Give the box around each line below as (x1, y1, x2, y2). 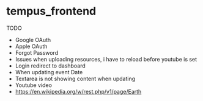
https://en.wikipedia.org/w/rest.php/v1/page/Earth (15, 88, 142, 95)
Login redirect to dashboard (15, 62, 86, 69)
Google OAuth (15, 36, 51, 43)
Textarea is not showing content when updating (15, 75, 136, 82)
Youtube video (15, 81, 52, 89)
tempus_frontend (6, 4, 97, 18)
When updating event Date (15, 68, 83, 75)
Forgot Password (15, 49, 59, 56)
